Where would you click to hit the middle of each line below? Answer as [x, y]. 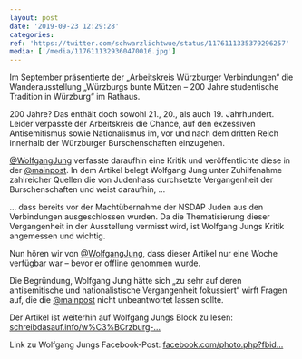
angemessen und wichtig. [58, 236]
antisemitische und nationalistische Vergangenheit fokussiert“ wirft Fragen [148, 290]
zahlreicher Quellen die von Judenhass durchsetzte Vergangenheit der [141, 180]
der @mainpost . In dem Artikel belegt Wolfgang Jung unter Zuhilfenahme [146, 170]
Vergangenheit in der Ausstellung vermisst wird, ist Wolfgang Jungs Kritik [147, 227]
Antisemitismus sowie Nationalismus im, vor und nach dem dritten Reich [144, 133]
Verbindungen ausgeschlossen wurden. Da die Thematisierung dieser [140, 217]
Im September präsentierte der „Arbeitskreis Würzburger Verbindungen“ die [151, 77]
